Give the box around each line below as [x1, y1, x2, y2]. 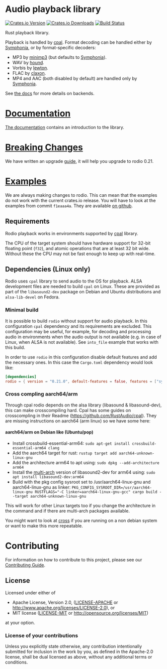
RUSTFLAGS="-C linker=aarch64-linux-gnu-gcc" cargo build [34, 489, 158, 494]
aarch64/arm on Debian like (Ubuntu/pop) [5, 429, 93, 435]
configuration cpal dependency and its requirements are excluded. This [5, 323, 152, 329]
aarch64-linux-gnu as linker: [12, 484, 71, 490]
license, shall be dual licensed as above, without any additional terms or [5, 654, 153, 660]
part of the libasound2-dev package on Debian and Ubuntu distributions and [5, 289, 161, 295]
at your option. [5, 619, 35, 626]
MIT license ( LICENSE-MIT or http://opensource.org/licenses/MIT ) [12, 610, 149, 616]
